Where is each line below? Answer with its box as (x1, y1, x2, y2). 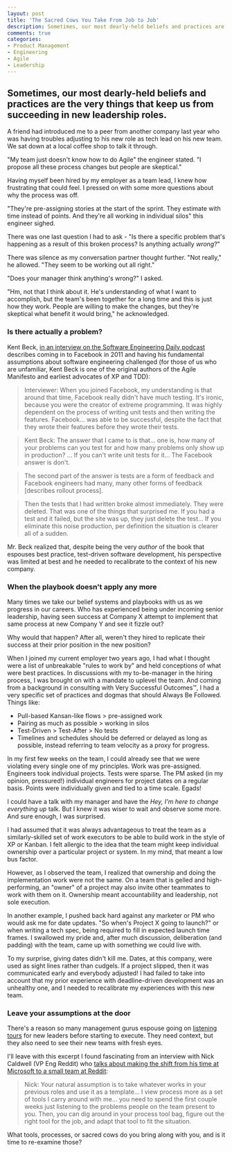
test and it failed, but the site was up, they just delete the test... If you (24, 514, 222, 523)
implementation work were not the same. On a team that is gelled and (7, 876, 206, 884)
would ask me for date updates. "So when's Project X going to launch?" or (7, 919, 220, 927)
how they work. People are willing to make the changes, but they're (7, 302, 199, 311)
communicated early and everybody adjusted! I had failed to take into (7, 969, 206, 977)
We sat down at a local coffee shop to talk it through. (7, 142, 158, 150)
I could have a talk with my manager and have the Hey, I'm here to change (7, 798, 219, 806)
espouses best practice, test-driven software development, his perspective (7, 550, 222, 558)
